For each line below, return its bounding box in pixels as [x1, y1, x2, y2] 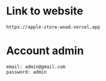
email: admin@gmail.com [6, 64, 66, 70]
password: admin [6, 69, 47, 75]
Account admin [6, 44, 84, 58]
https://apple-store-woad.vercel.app [6, 24, 101, 30]
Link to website [6, 4, 84, 18]
